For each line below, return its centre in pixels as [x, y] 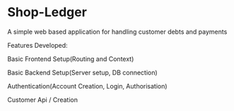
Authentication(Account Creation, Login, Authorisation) [87, 86]
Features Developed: [38, 45]
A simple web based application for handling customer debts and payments [117, 32]
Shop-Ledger [47, 12]
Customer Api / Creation [42, 100]
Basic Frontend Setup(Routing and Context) [71, 59]
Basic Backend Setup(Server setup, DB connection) [82, 72]
